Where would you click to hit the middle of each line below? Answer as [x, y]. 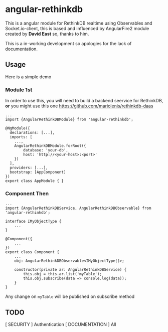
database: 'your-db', [46, 150]
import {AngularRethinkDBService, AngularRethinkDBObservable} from [78, 208]
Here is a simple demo [28, 77]
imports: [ [21, 137]
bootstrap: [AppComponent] [38, 172]
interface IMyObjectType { [33, 222]
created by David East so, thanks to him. [47, 34]
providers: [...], [29, 168]
